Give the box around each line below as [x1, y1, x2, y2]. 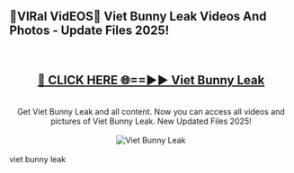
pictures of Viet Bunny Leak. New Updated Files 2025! [50, 116, 252, 126]
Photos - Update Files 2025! [9, 23, 170, 39]
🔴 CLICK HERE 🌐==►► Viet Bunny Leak [37, 73, 265, 88]
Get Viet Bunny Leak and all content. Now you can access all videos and [17, 106, 285, 117]
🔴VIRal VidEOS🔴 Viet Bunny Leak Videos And [9, 9, 267, 24]
